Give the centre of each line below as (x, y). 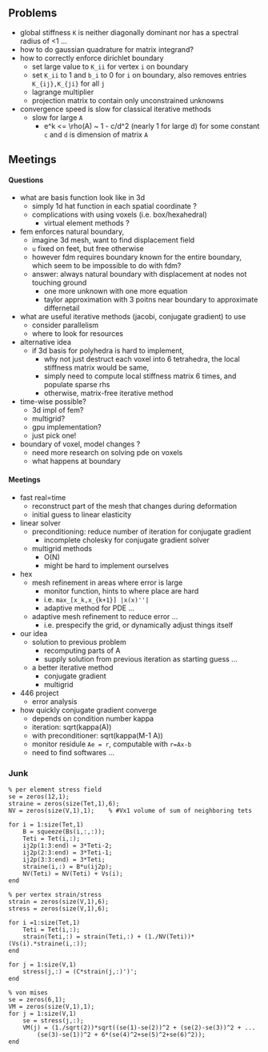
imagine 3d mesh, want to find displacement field (113, 240)
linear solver (40, 522)
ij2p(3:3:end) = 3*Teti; (64, 859)
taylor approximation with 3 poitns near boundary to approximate (151, 300)
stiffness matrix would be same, (96, 368)
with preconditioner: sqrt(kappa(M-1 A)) (98, 735)
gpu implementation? (66, 427)
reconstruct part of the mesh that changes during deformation (134, 506)
